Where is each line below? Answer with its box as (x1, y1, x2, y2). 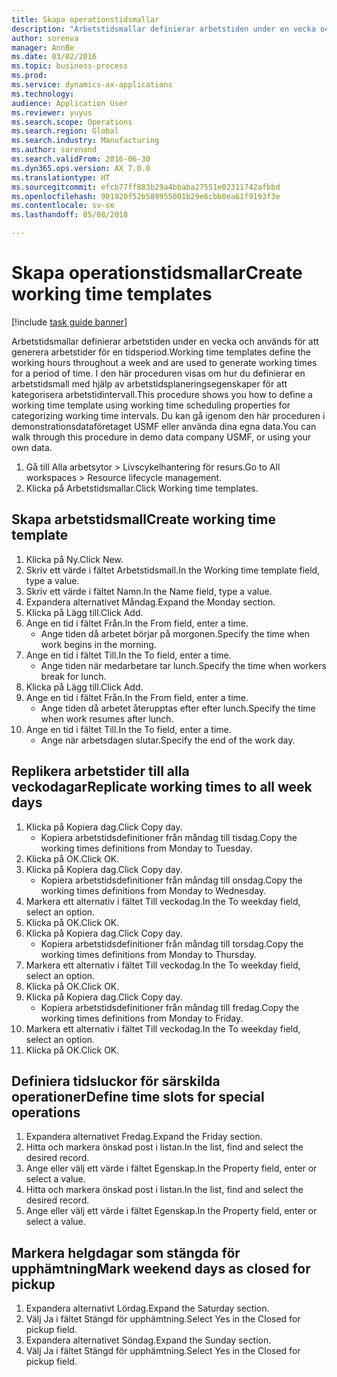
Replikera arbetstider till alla (11, 763, 190, 780)
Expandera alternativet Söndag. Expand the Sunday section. (25, 1334, 272, 1346)
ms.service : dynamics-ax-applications (11, 80, 173, 90)
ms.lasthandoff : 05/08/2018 (11, 210, 129, 220)
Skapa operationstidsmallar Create (11, 262, 303, 285)
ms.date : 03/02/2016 (11, 52, 98, 62)
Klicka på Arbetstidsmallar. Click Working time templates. (25, 482, 259, 494)
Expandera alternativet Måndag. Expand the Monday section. (25, 596, 276, 608)
